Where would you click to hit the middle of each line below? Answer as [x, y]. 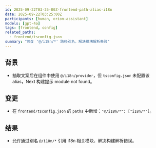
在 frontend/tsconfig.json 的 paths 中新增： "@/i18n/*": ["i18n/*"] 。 [83, 111]
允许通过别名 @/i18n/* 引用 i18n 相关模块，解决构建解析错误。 [74, 141]
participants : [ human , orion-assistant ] [47, 19]
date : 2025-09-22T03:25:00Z [34, 14]
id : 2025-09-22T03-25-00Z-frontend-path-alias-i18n [58, 10]
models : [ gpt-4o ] [23, 23]
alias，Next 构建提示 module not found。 [53, 81]
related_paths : [20, 32]
